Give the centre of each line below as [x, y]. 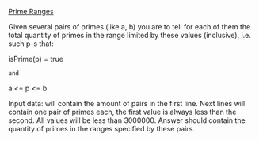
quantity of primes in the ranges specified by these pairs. [102, 129]
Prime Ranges [31, 11]
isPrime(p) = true [36, 59]
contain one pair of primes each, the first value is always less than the [122, 112]
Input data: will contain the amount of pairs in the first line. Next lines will [127, 103]
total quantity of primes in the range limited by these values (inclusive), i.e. [130, 35]
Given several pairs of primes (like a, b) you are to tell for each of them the [129, 27]
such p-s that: [31, 44]
